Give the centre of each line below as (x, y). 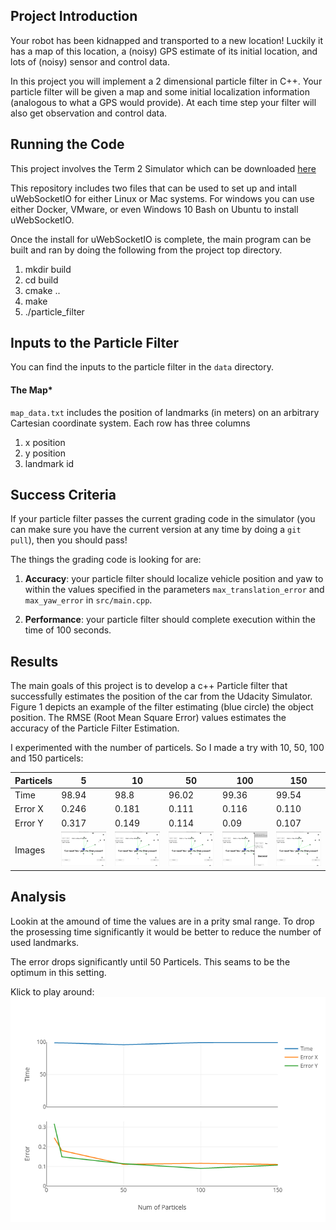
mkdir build (48, 269)
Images (30, 850)
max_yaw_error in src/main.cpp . (88, 600)
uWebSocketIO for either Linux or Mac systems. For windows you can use (162, 198)
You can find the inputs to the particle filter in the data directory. (142, 367)
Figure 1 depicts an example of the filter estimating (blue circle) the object (162, 707)
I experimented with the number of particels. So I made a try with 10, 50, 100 (167, 748)
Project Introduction (74, 16)
